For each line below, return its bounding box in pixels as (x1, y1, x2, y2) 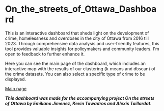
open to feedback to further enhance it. (5, 51, 85, 57)
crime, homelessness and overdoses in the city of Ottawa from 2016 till (5, 35, 149, 41)
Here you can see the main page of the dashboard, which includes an (5, 60, 146, 66)
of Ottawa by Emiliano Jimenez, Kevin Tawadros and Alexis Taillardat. (5, 100, 152, 106)
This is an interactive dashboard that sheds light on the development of (5, 30, 149, 36)
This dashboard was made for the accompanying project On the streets (5, 95, 155, 101)
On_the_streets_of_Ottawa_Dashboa (5, 3, 157, 15)
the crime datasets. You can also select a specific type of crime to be (5, 71, 145, 77)
